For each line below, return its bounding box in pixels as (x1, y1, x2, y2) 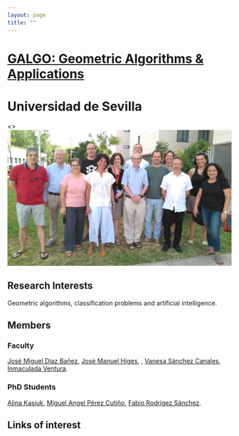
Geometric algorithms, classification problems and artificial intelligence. (7, 299, 218, 307)
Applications (7, 66, 85, 82)
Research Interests (7, 280, 93, 292)
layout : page (7, 11, 46, 19)
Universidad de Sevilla (7, 98, 142, 114)
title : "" (7, 19, 37, 26)
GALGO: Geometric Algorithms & (7, 51, 204, 67)
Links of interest (7, 419, 81, 431)
